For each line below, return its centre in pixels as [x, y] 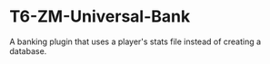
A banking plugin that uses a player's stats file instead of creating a [135, 41]
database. [28, 50]
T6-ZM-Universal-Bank [100, 17]
